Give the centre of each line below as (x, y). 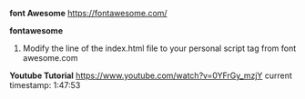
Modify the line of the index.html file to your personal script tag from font (159, 48)
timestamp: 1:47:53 (45, 85)
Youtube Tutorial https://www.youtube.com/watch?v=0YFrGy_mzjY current (151, 75)
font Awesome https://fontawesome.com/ (88, 13)
